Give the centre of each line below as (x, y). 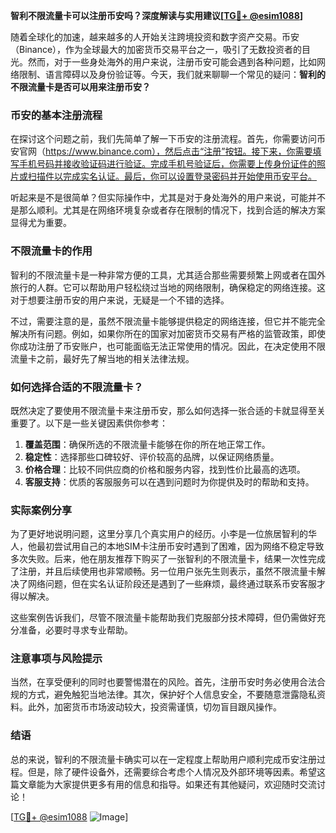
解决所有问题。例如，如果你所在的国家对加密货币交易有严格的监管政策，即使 (168, 333)
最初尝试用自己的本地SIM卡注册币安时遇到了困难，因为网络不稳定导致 (180, 546)
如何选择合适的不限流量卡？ (77, 387)
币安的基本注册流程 (56, 115)
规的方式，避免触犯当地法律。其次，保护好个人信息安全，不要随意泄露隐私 (163, 695)
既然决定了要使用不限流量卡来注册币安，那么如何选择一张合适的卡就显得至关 (168, 410)
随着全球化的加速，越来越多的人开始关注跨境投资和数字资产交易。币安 (155, 37)
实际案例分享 (41, 510)
